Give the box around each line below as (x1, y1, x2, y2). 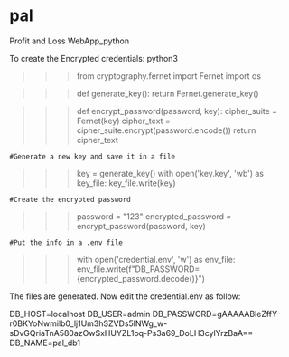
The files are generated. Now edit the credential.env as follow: (9, 291, 241, 302)
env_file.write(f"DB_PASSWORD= (76, 264, 200, 275)
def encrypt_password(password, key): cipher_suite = (76, 105, 278, 116)
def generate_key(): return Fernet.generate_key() (76, 88, 259, 99)
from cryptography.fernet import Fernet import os (76, 70, 262, 82)
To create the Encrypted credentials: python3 (9, 53, 179, 63)
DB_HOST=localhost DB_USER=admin (9, 308, 151, 319)
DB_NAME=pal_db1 (9, 337, 81, 348)
